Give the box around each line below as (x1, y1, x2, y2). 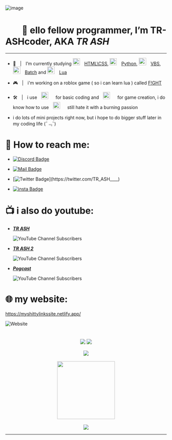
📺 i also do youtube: (5, 205, 94, 217)
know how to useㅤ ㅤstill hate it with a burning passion (12, 104, 138, 110)
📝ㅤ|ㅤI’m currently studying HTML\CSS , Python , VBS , (12, 60, 161, 66)
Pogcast (12, 265, 32, 271)
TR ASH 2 (12, 245, 34, 252)
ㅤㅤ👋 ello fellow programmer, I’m (5, 25, 148, 36)
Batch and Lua (25, 69, 68, 75)
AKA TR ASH (54, 36, 110, 47)
